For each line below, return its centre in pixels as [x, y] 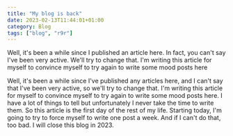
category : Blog [29, 26]
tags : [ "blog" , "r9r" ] [40, 33]
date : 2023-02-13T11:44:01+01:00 [56, 20]
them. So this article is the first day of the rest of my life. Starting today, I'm [115, 110]
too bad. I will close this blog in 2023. [61, 125]
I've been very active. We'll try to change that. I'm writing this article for [110, 60]
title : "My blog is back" [45, 14]
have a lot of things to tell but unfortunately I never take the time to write [111, 103]
